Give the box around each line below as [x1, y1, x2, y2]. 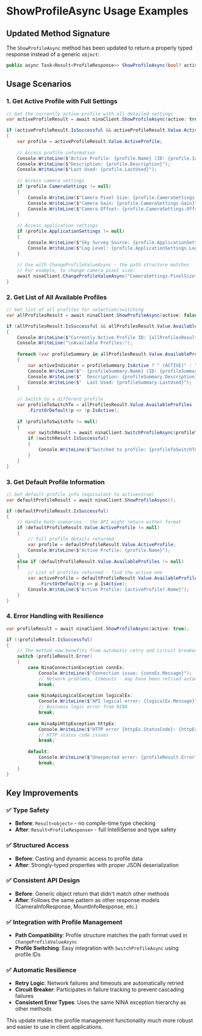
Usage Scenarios [6, 79, 72, 89]
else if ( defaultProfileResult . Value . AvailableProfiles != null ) [17, 558, 185, 565]
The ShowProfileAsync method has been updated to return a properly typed [6, 44, 192, 51]
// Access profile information [17, 150, 96, 156]
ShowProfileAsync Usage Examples [6, 4, 189, 18]
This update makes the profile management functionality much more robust [6, 1017, 194, 1024]
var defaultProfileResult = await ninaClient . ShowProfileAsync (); [6, 497, 176, 503]
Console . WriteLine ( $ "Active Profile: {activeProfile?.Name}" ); [28, 586, 189, 593]
